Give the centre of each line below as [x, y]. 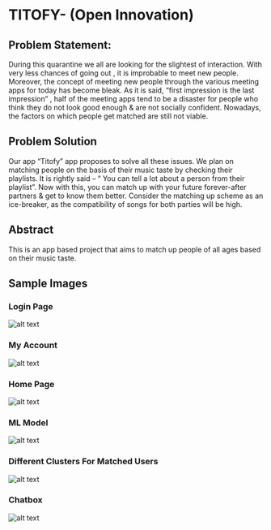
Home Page [32, 384]
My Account [33, 345]
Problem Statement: [60, 45]
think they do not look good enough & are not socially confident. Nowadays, [135, 108]
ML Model [28, 422]
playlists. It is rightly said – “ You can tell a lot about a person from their [127, 178]
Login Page [31, 306]
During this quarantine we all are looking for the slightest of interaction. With [135, 64]
